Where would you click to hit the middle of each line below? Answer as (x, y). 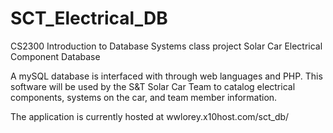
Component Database (55, 56)
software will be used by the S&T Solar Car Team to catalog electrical (153, 86)
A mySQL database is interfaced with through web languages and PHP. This (166, 76)
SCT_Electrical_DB (89, 18)
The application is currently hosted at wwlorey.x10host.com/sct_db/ (150, 116)
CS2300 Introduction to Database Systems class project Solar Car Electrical (166, 46)
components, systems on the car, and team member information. (144, 97)
